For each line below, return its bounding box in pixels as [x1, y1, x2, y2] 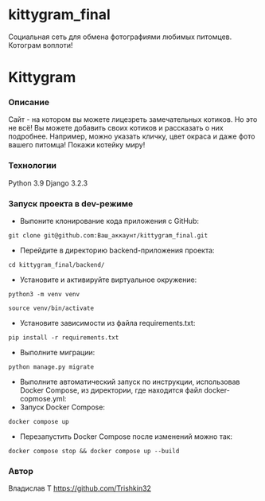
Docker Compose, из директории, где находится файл [19, 386, 203, 395]
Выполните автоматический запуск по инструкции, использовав [19, 377, 240, 387]
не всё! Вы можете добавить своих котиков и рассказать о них [8, 123, 224, 133]
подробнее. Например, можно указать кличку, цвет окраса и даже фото [8, 131, 255, 141]
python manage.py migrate [8, 363, 94, 371]
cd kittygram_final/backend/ [8, 261, 105, 269]
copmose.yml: [19, 394, 67, 404]
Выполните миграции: [19, 348, 95, 358]
